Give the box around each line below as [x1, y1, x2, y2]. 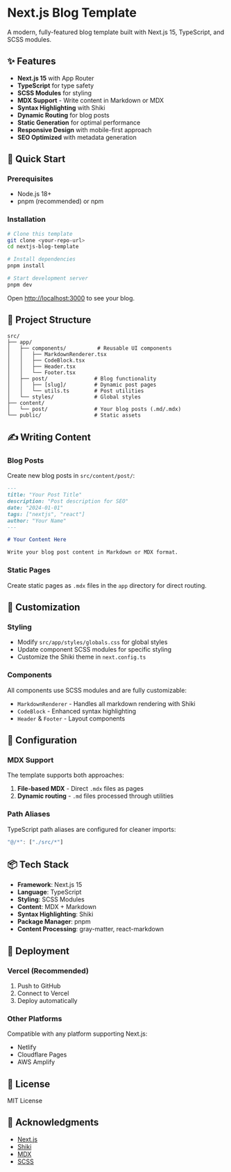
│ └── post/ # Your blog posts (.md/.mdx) [7, 406, 182, 412]
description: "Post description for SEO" [7, 498, 129, 505]
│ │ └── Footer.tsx [7, 369, 76, 376]
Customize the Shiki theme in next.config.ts [17, 652, 146, 661]
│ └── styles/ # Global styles [7, 393, 141, 401]
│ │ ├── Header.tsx [7, 363, 76, 370]
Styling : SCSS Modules [17, 895, 85, 904]
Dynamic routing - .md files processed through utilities [17, 792, 174, 801]
